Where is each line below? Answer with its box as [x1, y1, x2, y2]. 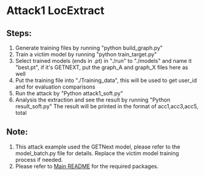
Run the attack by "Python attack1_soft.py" [15, 90, 124, 97]
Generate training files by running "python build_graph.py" [15, 44, 164, 51]
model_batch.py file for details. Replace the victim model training [15, 149, 179, 156]
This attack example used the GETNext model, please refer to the [15, 143, 181, 150]
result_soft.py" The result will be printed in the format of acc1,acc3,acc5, [15, 103, 198, 110]
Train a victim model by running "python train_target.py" [15, 51, 157, 58]
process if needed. [15, 156, 63, 163]
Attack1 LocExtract [6, 4, 105, 18]
